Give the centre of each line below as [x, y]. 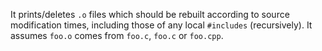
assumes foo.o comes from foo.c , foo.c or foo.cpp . [117, 35]
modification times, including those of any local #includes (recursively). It [161, 25]
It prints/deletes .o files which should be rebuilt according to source [150, 14]
